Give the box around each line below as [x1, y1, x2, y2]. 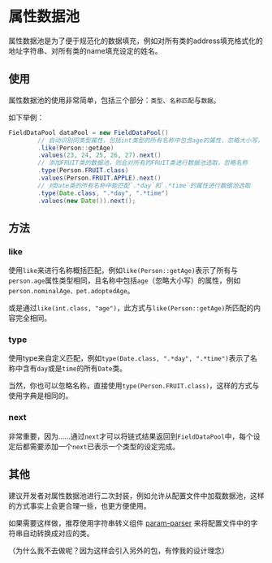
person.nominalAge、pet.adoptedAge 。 [8, 286, 135, 296]
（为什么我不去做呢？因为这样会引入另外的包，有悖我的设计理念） [8, 545, 229, 555]
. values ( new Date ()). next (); [37, 197, 136, 205]
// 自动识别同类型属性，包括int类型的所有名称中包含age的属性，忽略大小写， [37, 136, 264, 145]
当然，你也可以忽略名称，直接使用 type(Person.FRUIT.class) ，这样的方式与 [8, 381, 260, 391]
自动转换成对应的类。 [22, 528, 94, 538]
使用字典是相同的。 [8, 391, 73, 401]
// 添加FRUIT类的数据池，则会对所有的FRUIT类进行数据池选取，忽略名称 [37, 159, 248, 167]
